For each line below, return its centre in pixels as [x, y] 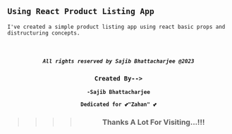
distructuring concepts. [44, 33]
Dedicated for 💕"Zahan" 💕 [118, 105]
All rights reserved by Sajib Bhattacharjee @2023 [118, 61]
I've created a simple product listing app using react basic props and [116, 27]
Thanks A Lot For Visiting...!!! [153, 122]
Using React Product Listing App [81, 12]
